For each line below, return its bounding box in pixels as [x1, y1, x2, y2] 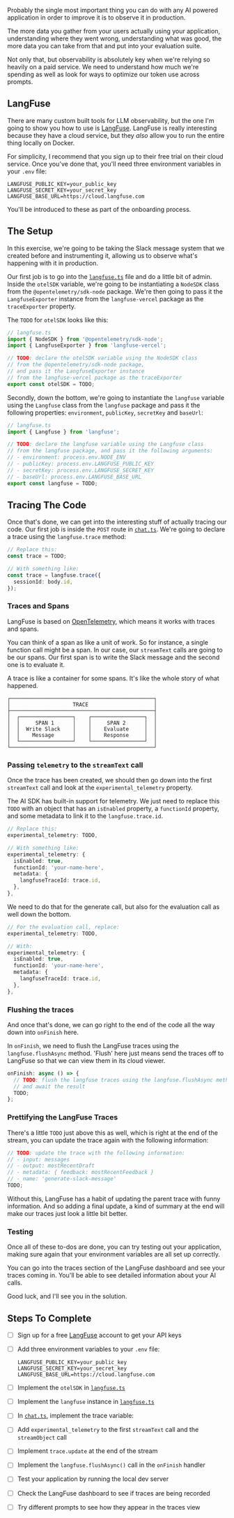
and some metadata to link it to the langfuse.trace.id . [7, 812, 164, 820]
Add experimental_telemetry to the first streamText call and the [17, 1426, 199, 1434]
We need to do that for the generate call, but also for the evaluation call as [7, 902, 220, 911]
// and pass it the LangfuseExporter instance [7, 368, 145, 375]
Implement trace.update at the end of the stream [17, 1447, 158, 1455]
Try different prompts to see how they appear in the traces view [17, 1503, 201, 1511]
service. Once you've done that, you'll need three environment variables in [7, 159, 221, 168]
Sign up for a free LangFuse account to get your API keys [17, 1331, 182, 1339]
